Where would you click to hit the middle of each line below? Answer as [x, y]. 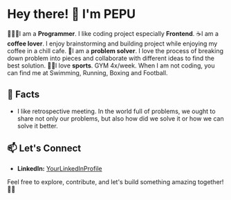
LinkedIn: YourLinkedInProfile [59, 168]
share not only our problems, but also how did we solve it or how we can [120, 118]
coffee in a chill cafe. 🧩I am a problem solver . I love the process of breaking [115, 50]
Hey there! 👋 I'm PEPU [72, 14]
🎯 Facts [24, 95]
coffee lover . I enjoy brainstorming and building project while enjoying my [112, 43]
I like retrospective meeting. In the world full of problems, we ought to [116, 111]
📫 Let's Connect [44, 149]
